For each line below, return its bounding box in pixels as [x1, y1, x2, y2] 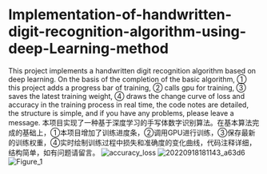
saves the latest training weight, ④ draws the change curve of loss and [8, 91, 245, 101]
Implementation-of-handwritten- [8, 6, 232, 24]
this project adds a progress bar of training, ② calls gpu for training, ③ [8, 82, 246, 93]
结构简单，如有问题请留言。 [8, 148, 100, 157]
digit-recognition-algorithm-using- [8, 22, 246, 41]
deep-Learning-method [8, 40, 169, 57]
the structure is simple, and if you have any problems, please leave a [8, 108, 234, 117]
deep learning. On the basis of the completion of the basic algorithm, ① [8, 74, 247, 84]
